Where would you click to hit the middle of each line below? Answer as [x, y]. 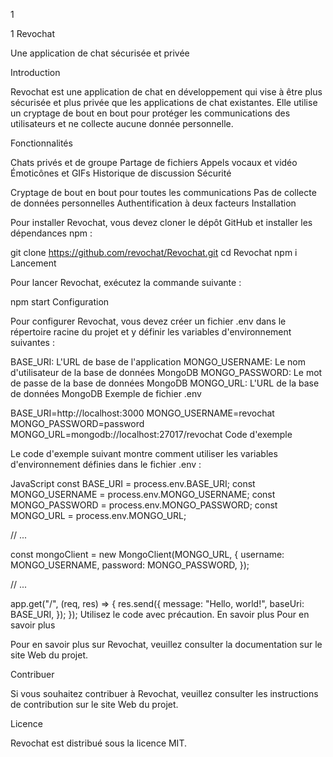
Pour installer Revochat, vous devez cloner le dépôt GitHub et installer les [161, 222]
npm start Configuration [60, 302]
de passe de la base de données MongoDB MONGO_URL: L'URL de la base [165, 383]
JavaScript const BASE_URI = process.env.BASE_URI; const [133, 483]
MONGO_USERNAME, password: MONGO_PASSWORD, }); [130, 565]
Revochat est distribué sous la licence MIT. [98, 743]
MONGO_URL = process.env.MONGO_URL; [98, 515]
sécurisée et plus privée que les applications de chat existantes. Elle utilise [164, 102]
